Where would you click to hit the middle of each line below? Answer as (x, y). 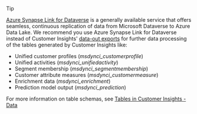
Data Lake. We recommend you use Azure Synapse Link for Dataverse (91, 32)
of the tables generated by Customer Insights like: (67, 45)
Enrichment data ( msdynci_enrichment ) (63, 81)
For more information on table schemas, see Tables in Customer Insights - (96, 99)
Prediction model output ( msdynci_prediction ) (70, 87)
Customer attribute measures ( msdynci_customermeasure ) (86, 75)
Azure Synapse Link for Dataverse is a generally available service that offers (99, 20)
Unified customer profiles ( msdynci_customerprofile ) (79, 56)
